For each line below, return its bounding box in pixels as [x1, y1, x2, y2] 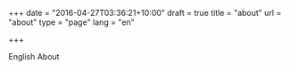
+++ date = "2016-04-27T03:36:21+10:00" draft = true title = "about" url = [8, 8, 282, 18]
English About [8, 51, 60, 61]
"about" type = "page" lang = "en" [8, 17, 135, 28]
